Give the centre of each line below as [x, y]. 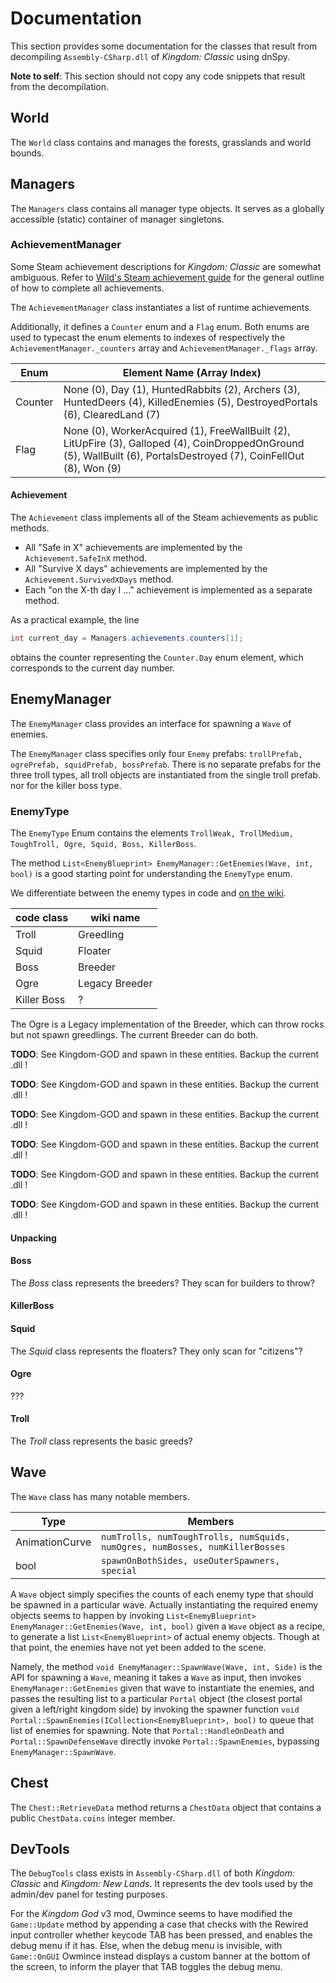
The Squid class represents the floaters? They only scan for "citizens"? [156, 1351]
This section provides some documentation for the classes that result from [164, 46]
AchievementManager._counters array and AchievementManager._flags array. [164, 348]
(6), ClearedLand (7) [112, 414]
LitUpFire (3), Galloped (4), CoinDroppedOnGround [184, 443]
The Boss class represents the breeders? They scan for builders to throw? [162, 1283]
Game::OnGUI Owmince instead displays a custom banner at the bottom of [160, 1956]
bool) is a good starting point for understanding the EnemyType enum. [151, 874]
